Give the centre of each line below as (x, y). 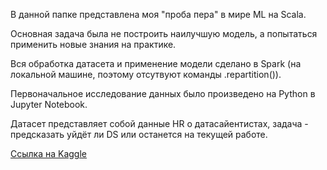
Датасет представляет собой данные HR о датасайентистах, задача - (159, 123)
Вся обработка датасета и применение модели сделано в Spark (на (156, 63)
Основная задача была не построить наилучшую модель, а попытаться (164, 33)
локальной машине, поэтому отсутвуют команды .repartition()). (146, 74)
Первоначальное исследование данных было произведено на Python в (163, 93)
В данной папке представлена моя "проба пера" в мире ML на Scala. (158, 14)
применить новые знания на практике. (93, 44)
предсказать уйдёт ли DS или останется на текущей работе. (139, 134)
